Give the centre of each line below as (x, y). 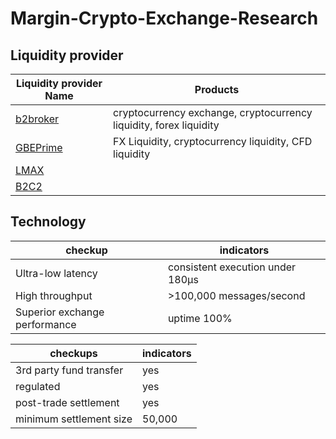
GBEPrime (39, 147)
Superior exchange (60, 312)
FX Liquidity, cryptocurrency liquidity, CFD (213, 141)
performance (46, 324)
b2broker (37, 119)
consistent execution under (232, 267)
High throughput (54, 295)
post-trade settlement (67, 402)
